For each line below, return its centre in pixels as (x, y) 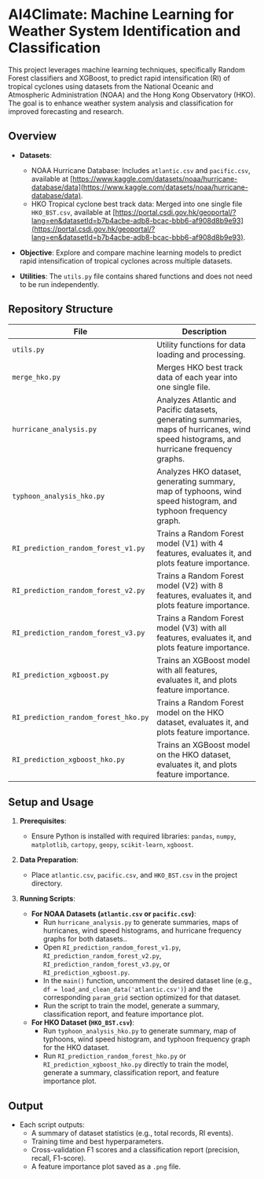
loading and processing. (201, 354)
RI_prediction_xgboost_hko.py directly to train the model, (136, 1064)
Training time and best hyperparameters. (97, 1141)
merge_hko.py (37, 377)
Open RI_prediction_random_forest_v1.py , (112, 947)
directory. (47, 883)
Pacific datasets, (187, 409)
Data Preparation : (49, 860)
